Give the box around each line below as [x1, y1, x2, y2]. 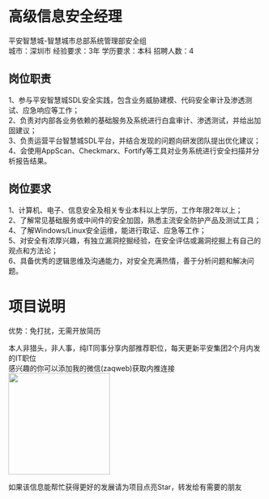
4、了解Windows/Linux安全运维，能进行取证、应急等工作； [8, 225, 207, 235]
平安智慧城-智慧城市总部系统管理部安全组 [8, 36, 147, 45]
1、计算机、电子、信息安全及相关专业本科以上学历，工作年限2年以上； [8, 204, 243, 215]
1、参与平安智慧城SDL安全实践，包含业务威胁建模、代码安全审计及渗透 [8, 95, 246, 105]
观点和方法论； [8, 245, 58, 256]
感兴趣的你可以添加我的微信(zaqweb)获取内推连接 [8, 363, 176, 373]
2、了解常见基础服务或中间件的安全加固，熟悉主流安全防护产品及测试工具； [8, 215, 262, 225]
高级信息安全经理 [8, 7, 123, 26]
